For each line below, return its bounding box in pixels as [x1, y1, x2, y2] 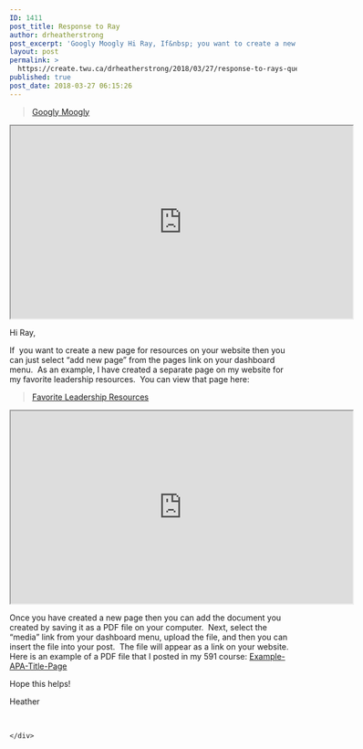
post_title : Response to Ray [9, 22, 120, 31]
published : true [9, 73, 71, 82]
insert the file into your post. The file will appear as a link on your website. [9, 640, 289, 652]
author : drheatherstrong [9, 30, 104, 39]
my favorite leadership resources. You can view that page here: [9, 373, 250, 384]
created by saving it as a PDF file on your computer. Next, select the [9, 621, 267, 632]
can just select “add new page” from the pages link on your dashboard [9, 354, 275, 365]
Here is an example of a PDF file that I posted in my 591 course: [9, 650, 248, 661]
